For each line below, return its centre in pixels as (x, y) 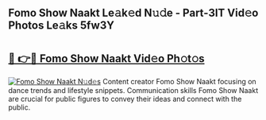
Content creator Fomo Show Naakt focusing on (179, 81)
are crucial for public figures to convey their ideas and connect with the (125, 99)
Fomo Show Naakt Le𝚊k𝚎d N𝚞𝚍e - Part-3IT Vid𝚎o (133, 13)
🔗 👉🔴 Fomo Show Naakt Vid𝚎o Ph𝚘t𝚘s (106, 58)
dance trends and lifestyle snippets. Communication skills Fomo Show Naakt (133, 90)
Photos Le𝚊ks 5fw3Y (62, 26)
